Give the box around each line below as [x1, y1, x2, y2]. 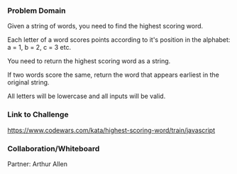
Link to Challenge [7, 109, 69, 119]
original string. [7, 78, 50, 87]
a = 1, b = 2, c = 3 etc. [7, 43, 72, 52]
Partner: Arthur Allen [7, 159, 67, 168]
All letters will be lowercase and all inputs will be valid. [7, 92, 166, 101]
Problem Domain [7, 6, 66, 16]
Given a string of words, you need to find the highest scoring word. [7, 22, 204, 31]
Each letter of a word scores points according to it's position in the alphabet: [7, 36, 231, 44]
